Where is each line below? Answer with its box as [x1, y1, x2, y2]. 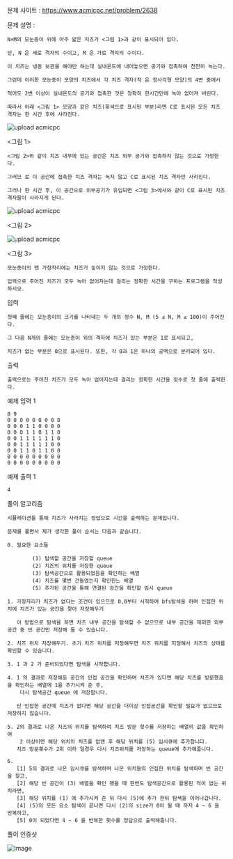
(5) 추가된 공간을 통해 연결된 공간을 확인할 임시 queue [32, 585, 172, 592]
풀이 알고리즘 [7, 500, 43, 507]
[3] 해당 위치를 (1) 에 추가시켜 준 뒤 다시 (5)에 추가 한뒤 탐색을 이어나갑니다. [16, 795, 222, 802]
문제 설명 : [7, 21, 35, 29]
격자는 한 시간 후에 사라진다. [7, 111, 81, 118]
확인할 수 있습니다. [7, 647, 55, 654]
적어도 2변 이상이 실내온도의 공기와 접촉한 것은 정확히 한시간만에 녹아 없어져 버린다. [7, 90, 219, 97]
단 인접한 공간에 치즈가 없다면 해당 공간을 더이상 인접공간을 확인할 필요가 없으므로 [16, 702, 223, 709]
